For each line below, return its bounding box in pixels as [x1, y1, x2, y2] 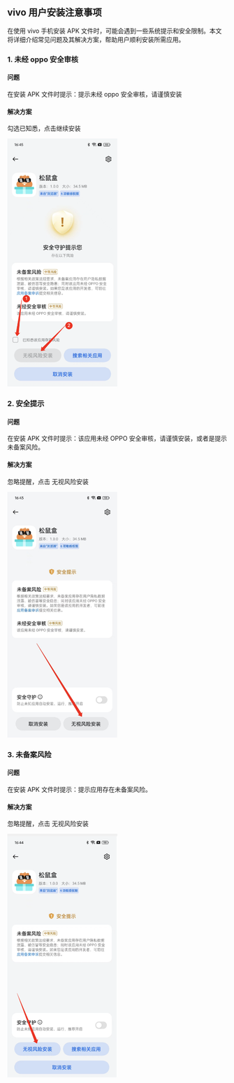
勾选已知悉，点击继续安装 [7, 125, 81, 133]
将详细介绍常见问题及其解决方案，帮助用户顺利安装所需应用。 [7, 35, 185, 43]
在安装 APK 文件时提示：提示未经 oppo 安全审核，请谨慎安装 [7, 90, 182, 98]
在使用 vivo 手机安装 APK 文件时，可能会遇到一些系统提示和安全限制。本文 [7, 27, 222, 35]
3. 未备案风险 [7, 749, 52, 759]
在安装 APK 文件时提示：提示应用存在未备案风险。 [7, 785, 152, 793]
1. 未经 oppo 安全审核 [7, 55, 79, 64]
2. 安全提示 [7, 399, 45, 409]
